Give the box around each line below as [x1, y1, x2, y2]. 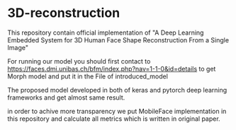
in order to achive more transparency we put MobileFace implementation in [7, 107, 227, 115]
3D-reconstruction [7, 5, 120, 21]
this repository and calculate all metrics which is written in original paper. [7, 114, 221, 123]
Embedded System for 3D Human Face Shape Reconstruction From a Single [7, 35, 229, 44]
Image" [7, 43, 28, 52]
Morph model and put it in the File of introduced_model [7, 72, 169, 81]
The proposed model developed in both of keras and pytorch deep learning [7, 85, 227, 94]
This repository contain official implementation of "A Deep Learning [7, 28, 204, 37]
